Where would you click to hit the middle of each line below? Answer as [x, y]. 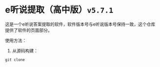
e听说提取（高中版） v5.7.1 [59, 10]
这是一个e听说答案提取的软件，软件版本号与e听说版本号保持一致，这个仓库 [80, 24]
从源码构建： [25, 51]
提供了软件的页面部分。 [29, 30]
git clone [15, 60]
